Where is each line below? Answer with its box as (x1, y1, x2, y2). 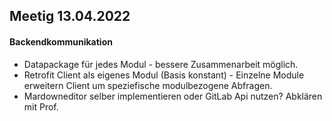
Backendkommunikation (9, 35, 113, 48)
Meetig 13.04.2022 (9, 8, 131, 25)
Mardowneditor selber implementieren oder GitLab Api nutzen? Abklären (23, 90, 323, 102)
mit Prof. (23, 100, 59, 113)
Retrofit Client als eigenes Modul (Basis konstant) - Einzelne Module (23, 69, 305, 81)
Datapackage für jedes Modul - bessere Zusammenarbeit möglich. (23, 58, 299, 70)
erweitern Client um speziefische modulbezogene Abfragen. (23, 79, 273, 91)
